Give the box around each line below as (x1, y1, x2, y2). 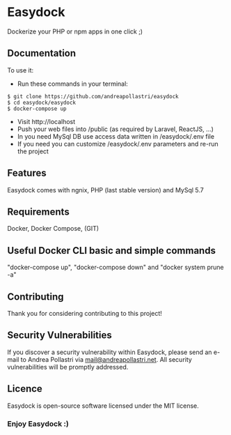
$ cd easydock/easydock (7, 99, 77, 106)
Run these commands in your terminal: (17, 79, 129, 88)
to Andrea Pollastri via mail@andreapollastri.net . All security (20, 355, 193, 363)
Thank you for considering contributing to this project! (7, 310, 162, 317)
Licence (7, 383, 43, 395)
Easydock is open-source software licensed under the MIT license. (7, 402, 200, 410)
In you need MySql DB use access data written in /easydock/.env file (17, 132, 214, 140)
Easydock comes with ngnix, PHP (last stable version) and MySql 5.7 (7, 185, 204, 194)
